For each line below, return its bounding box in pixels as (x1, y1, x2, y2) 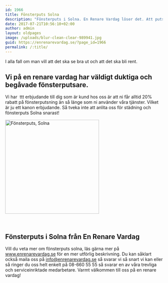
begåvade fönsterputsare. (5, 81, 88, 89)
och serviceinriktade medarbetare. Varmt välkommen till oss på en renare (5, 267, 156, 273)
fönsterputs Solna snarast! (5, 110, 60, 116)
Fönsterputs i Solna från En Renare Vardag (5, 232, 140, 241)
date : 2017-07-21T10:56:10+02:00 (5, 21, 75, 27)
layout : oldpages (5, 31, 41, 36)
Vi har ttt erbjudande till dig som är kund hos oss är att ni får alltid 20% (5, 94, 152, 100)
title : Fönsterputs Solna (5, 12, 59, 17)
